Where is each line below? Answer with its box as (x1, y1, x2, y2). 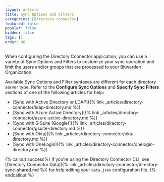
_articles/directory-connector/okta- (63, 130, 136, 137)
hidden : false (5, 30, 35, 35)
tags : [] (5, 35, 23, 40)
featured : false (5, 21, 39, 26)
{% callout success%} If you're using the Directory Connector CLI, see (5, 156, 150, 162)
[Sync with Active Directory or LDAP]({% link (12, 99, 104, 105)
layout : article (5, 7, 39, 12)
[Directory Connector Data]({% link (5, 161, 77, 167)
